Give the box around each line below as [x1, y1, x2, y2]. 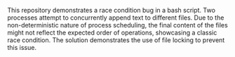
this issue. [7, 44, 37, 51]
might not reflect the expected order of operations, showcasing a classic [7, 28, 217, 37]
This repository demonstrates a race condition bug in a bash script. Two [7, 6, 216, 14]
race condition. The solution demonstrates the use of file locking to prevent [7, 36, 225, 44]
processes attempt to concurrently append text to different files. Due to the [7, 13, 224, 22]
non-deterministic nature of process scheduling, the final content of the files [7, 21, 228, 29]
